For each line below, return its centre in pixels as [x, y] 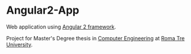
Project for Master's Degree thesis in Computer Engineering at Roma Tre [95, 38]
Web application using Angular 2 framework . [61, 27]
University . [19, 45]
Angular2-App [43, 10]
